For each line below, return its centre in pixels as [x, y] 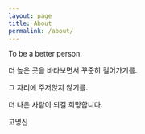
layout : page [30, 16]
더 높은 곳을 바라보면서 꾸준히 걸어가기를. [73, 70]
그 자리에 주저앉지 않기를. [48, 88]
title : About [30, 23]
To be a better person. [45, 54]
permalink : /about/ [41, 31]
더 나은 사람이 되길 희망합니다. [56, 105]
